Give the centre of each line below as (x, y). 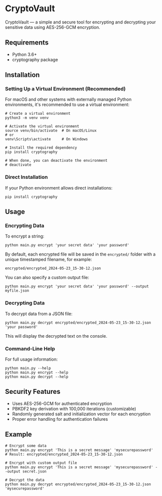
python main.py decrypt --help (37, 377)
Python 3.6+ (25, 54)
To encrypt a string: (25, 236)
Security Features (33, 392)
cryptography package (35, 60)
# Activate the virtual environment (42, 127)
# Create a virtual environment (38, 114)
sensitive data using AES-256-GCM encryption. (53, 27)
